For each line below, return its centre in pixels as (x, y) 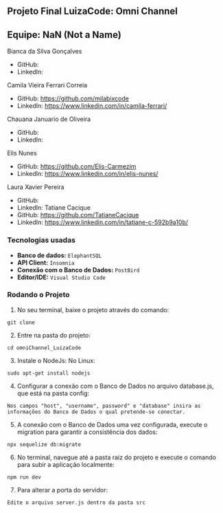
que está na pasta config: (53, 393)
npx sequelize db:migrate (44, 444)
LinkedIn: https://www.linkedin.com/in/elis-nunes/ (87, 174)
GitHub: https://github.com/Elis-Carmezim (77, 166)
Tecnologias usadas (41, 240)
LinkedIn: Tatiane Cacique (54, 208)
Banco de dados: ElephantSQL (59, 255)
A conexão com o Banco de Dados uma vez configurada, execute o (112, 424)
